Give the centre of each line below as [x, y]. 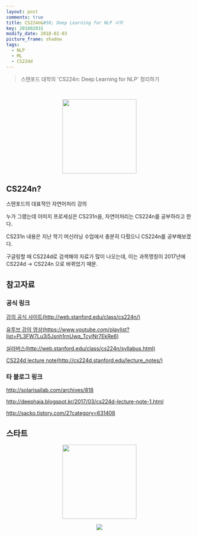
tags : [13, 45]
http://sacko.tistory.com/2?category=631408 [61, 413]
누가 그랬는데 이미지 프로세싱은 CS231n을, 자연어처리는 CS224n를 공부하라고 [96, 217]
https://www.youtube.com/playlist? [87, 329]
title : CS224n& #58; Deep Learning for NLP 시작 [64, 23]
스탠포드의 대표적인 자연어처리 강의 [46, 204]
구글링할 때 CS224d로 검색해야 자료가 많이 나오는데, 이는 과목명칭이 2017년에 [96, 256]
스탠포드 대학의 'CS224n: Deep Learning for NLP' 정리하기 [90, 79]
